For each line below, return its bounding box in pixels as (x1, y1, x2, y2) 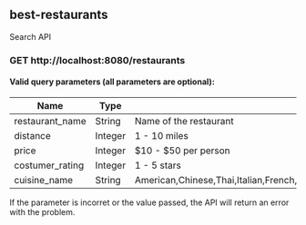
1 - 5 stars (134, 159, 182, 171)
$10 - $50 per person (134, 144, 230, 157)
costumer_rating (14, 159, 85, 171)
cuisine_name (14, 173, 74, 186)
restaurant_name (14, 114, 87, 127)
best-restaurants (9, 7, 108, 23)
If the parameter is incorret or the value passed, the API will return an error (9, 197, 290, 208)
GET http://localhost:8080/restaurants (9, 54, 186, 66)
